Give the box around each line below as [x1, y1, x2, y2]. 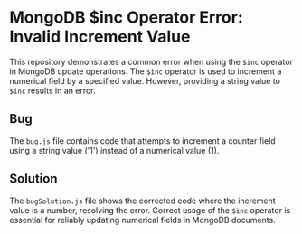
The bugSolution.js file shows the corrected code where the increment [9, 195, 276, 206]
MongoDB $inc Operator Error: [9, 7, 244, 28]
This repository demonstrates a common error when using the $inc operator [9, 56, 294, 67]
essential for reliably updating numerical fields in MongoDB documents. [9, 214, 276, 225]
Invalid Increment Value [9, 26, 191, 47]
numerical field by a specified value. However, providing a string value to [9, 75, 280, 86]
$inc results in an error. [9, 85, 96, 96]
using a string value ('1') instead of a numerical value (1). [9, 145, 220, 155]
